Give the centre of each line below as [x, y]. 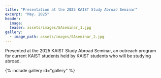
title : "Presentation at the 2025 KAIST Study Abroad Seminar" [71, 10]
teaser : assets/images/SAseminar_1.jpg [50, 28]
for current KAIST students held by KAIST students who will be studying [78, 56]
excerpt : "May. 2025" [27, 14]
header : [13, 19]
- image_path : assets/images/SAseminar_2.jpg [57, 37]
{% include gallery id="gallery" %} [40, 70]
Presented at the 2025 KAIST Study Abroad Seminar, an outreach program [80, 50]
